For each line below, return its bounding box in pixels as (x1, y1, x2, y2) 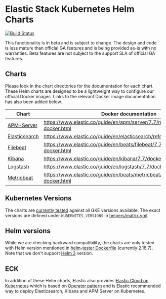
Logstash (7, 163, 30, 170)
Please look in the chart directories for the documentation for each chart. (5, 83, 154, 89)
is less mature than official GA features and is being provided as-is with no (5, 45, 157, 51)
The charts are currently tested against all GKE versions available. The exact (5, 207, 161, 213)
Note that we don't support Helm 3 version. (5, 250, 93, 256)
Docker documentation (101, 110, 157, 117)
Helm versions (5, 226, 51, 235)
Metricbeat (7, 174, 33, 181)
